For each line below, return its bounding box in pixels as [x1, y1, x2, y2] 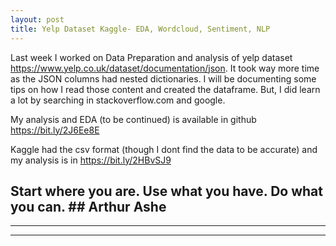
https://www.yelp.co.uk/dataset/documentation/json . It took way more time [10, 62, 320, 74]
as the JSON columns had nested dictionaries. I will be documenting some [10, 72, 317, 85]
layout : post [10, 14, 65, 25]
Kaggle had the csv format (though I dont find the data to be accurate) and [10, 143, 318, 155]
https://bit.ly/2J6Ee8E [10, 124, 100, 136]
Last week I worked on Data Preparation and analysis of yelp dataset [10, 51, 293, 63]
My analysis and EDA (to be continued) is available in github [10, 113, 257, 125]
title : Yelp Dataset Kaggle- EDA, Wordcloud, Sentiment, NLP [10, 24, 271, 34]
